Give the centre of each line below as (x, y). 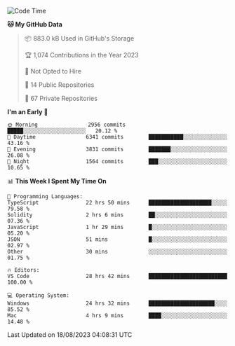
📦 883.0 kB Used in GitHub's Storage (79, 38)
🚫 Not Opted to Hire (53, 71)
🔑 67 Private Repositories (61, 98)
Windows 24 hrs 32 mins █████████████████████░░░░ (117, 303)
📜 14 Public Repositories (59, 85)
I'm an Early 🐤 (28, 112)
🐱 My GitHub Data (35, 24)
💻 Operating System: (39, 296)
